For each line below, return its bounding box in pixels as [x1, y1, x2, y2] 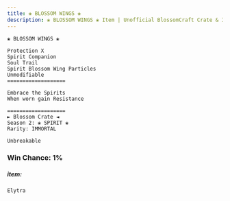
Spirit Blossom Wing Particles [7, 65, 97, 72]
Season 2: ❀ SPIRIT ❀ [7, 119, 69, 126]
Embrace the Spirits [7, 89, 66, 96]
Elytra [7, 187, 26, 194]
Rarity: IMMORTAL [7, 125, 57, 132]
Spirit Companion [7, 53, 57, 60]
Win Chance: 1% [7, 153, 63, 163]
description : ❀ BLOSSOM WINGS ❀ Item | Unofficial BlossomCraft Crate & [7, 16, 219, 23]
